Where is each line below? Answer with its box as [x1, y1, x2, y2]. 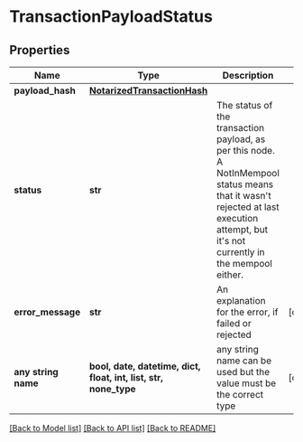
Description [222, 70, 274, 81]
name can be [216, 354, 272, 367]
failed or [216, 317, 252, 329]
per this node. [216, 145, 275, 156]
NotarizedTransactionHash [88, 84, 208, 97]
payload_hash [14, 84, 77, 97]
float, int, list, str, [88, 371, 164, 383]
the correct [216, 389, 264, 400]
